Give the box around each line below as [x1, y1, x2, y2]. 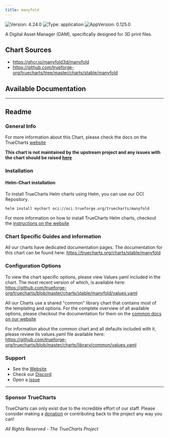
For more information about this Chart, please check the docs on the [5, 134, 147, 140]
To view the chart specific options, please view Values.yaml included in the [5, 274, 161, 280]
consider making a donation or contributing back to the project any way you [5, 411, 162, 417]
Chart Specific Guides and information [5, 233, 102, 240]
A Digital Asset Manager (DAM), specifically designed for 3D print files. [5, 31, 152, 37]
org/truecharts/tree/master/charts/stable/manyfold [12, 70, 118, 76]
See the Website [12, 366, 47, 372]
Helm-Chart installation [5, 180, 56, 186]
